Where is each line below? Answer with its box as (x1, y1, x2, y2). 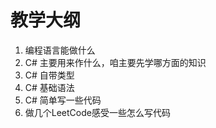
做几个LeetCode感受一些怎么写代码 (24, 106, 171, 118)
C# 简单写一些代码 (24, 94, 102, 106)
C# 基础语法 (24, 81, 75, 93)
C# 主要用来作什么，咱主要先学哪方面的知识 (24, 56, 207, 68)
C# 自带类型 (24, 69, 75, 81)
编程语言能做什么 (24, 44, 96, 56)
